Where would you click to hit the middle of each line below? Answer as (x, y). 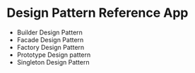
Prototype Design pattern (54, 55)
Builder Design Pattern (49, 32)
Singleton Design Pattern (53, 62)
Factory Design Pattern (51, 47)
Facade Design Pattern (50, 39)
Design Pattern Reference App (97, 13)
